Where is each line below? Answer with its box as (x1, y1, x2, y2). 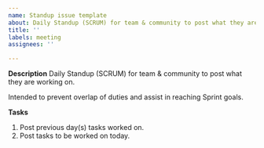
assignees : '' (8, 41, 55, 49)
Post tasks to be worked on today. (19, 131, 130, 141)
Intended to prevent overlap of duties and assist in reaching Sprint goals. (8, 92, 244, 102)
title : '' (8, 26, 41, 34)
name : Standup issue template (8, 11, 108, 20)
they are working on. (8, 78, 75, 87)
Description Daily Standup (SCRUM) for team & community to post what (8, 69, 242, 78)
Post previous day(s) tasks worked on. (19, 123, 145, 132)
